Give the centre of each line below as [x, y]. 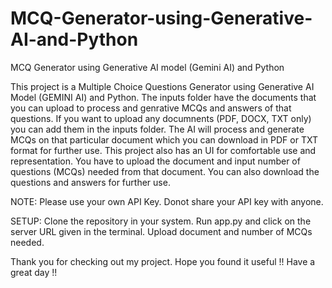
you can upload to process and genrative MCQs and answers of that [151, 108]
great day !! [34, 272]
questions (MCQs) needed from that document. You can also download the [165, 171]
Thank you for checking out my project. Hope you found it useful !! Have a [163, 261]
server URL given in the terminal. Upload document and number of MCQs [161, 231]
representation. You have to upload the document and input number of [155, 161]
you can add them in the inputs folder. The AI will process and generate [157, 129]
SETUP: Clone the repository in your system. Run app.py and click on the [161, 221]
